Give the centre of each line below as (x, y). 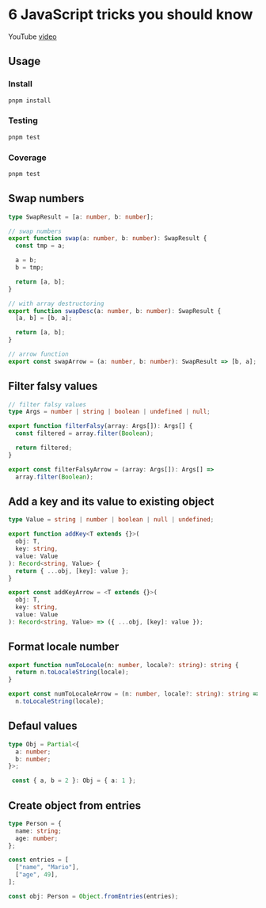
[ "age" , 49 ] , (37, 875)
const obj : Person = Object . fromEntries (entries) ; (93, 896)
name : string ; (38, 831)
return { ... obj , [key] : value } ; (72, 571)
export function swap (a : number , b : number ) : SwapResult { (108, 238)
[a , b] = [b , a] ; (44, 319)
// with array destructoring (56, 303)
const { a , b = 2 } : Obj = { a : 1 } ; (74, 781)
